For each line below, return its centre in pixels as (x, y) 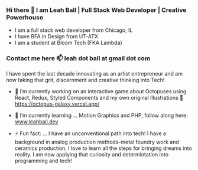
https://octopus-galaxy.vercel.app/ (57, 104)
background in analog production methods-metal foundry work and (97, 142)
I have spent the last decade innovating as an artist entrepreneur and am (95, 73)
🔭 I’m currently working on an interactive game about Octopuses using (100, 91)
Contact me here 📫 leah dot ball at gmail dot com (78, 58)
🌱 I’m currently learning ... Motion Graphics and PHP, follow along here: (101, 115)
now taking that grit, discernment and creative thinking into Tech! (85, 80)
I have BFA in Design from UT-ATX (56, 37)
